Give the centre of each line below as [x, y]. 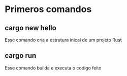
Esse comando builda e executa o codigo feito [53, 68]
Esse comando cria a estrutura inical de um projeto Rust [63, 40]
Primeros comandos [48, 9]
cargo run [21, 56]
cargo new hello [30, 28]
